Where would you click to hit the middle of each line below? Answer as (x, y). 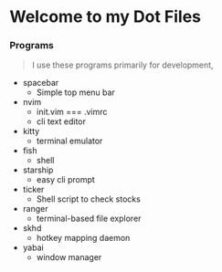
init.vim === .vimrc (72, 112)
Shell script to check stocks (89, 199)
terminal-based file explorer (89, 219)
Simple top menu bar (76, 92)
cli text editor (61, 121)
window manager (69, 257)
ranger (35, 209)
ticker (33, 190)
